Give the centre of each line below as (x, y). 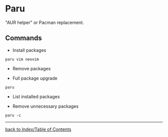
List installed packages (36, 96)
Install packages (29, 50)
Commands (24, 38)
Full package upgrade (35, 78)
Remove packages (31, 68)
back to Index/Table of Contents (38, 129)
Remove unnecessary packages (45, 106)
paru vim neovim (22, 59)
